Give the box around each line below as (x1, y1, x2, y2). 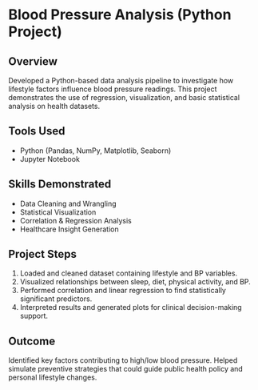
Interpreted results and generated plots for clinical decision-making (19, 303, 242, 312)
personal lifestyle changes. (8, 372, 97, 382)
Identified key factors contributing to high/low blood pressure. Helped (8, 356, 238, 365)
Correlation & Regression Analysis (19, 215, 132, 225)
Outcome (8, 334, 56, 348)
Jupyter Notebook (19, 154, 80, 163)
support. (19, 311, 49, 321)
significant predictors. (19, 294, 93, 304)
